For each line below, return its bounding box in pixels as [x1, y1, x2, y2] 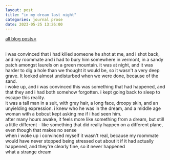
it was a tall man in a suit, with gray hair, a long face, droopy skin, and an [5, 100, 159, 106]
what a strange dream [5, 149, 52, 155]
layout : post [5, 7, 33, 13]
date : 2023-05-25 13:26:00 [5, 21, 63, 27]
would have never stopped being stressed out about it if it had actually [5, 138, 154, 144]
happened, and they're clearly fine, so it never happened [5, 144, 125, 150]
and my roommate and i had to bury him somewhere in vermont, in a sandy [5, 57, 164, 63]
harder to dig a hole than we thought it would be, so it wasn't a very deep [5, 67, 160, 74]
